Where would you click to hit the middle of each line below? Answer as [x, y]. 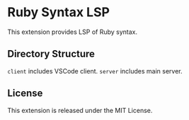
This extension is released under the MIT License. [80, 110]
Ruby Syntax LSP [58, 12]
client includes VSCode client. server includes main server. [95, 71]
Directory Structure [51, 54]
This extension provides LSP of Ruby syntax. [73, 32]
